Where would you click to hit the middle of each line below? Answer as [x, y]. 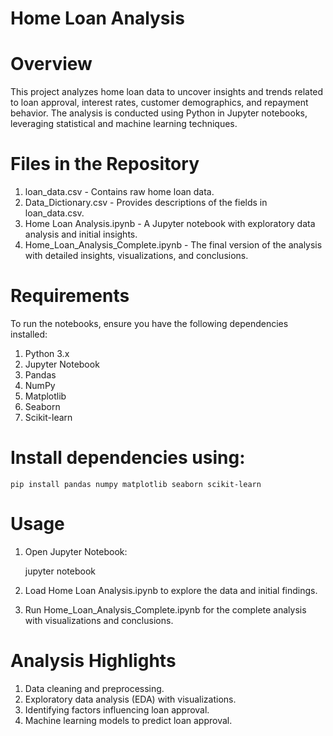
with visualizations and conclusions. [99, 620]
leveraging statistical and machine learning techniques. [124, 124]
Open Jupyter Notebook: [76, 551]
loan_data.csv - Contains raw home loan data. [119, 192]
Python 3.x [47, 353]
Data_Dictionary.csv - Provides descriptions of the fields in [146, 203]
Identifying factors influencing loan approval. [117, 709]
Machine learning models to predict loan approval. [128, 720]
